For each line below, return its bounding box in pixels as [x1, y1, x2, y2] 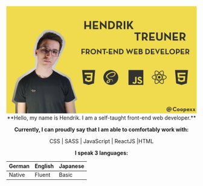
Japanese [59, 162, 85, 170]
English [34, 162, 54, 170]
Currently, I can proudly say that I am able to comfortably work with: [14, 126, 189, 133]
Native [8, 172, 25, 179]
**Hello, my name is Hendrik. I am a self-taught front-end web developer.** [7, 114, 196, 121]
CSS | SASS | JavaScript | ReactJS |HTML [49, 137, 154, 144]
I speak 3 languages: [74, 149, 129, 156]
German [8, 162, 30, 170]
